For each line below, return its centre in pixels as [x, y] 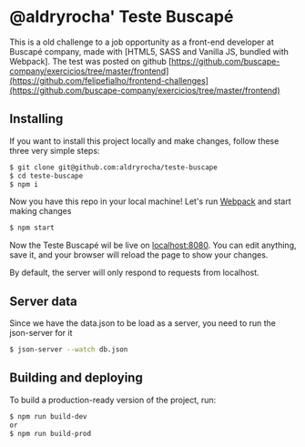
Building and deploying [76, 378]
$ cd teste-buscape [46, 176]
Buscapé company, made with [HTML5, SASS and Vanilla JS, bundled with [149, 51]
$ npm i [24, 184]
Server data [43, 301]
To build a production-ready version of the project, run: [113, 400]
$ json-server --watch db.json [69, 350]
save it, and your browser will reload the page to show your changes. [139, 255]
